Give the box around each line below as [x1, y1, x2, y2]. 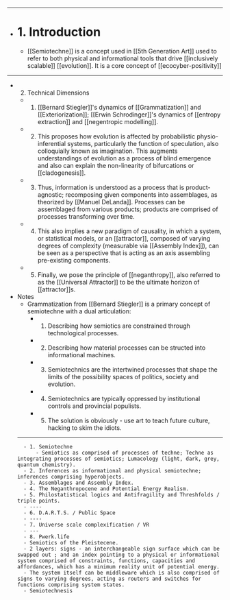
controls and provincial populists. [47, 402, 142, 410]
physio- [196, 132, 219, 141]
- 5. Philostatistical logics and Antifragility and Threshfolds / [23, 491, 220, 498]
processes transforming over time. [37, 212, 135, 220]
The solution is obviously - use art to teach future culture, [47, 416, 210, 424]
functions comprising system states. [16, 581, 125, 588]
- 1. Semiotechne [23, 443, 73, 450]
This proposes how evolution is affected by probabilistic [37, 132, 196, 141]
